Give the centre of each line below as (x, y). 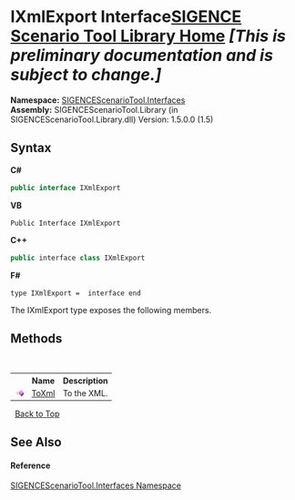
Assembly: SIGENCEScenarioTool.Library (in (94, 109)
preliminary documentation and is (142, 56)
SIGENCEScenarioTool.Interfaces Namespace (96, 485)
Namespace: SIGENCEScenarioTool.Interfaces (98, 100)
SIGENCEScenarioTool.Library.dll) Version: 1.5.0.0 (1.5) (112, 119)
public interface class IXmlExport (78, 258)
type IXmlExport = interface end (76, 293)
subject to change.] (86, 75)
